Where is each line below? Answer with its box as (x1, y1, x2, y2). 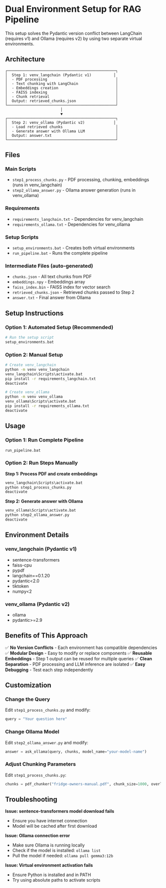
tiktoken (12, 583, 29, 589)
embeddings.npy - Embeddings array (12, 279, 85, 285)
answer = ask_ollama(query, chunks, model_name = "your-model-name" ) (5, 749, 147, 754)
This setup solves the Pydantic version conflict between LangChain (5, 30, 142, 36)
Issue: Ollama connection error (5, 833, 70, 839)
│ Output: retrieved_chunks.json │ (5, 98, 119, 103)
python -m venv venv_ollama (5, 394, 63, 400)
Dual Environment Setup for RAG (5, 3, 142, 15)
